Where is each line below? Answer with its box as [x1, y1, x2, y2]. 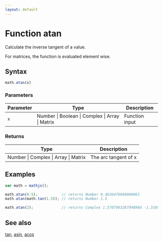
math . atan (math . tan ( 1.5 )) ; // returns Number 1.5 [5, 196, 108, 201]
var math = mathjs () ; [5, 183, 49, 188]
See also [5, 219, 32, 227]
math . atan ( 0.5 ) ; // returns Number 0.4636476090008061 [5, 192, 140, 197]
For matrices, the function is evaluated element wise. [5, 53, 111, 59]
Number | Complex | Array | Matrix [7, 154, 86, 161]
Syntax [5, 67, 27, 76]
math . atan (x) [5, 81, 32, 85]
